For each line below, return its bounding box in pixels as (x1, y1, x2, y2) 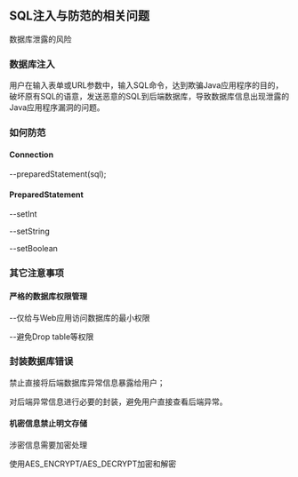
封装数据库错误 (9, 355, 74, 368)
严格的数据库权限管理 (9, 290, 87, 301)
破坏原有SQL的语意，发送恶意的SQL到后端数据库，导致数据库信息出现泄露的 (9, 91, 290, 102)
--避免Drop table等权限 (9, 331, 94, 342)
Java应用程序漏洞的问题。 (9, 102, 105, 113)
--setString (9, 226, 51, 237)
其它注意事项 (9, 267, 65, 280)
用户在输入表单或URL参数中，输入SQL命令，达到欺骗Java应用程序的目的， (9, 80, 284, 91)
